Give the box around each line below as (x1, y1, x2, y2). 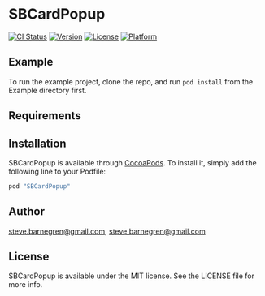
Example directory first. (8, 85, 87, 95)
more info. (8, 280, 43, 290)
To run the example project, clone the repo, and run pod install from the (8, 76, 254, 86)
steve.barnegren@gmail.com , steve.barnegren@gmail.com (8, 226, 206, 236)
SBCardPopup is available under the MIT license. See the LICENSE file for (8, 271, 254, 281)
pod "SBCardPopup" (8, 182, 71, 191)
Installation (8, 136, 67, 150)
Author (8, 204, 45, 219)
